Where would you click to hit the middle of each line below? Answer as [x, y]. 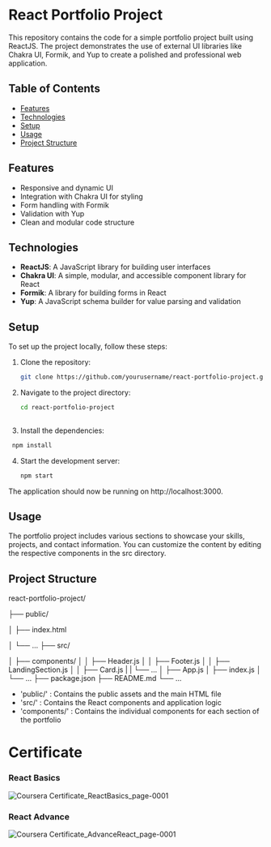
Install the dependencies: [62, 430]
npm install [32, 445]
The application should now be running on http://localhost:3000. [116, 491]
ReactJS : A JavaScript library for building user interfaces [115, 267]
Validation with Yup [52, 213]
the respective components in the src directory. [87, 554]
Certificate [45, 753]
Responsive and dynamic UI [66, 187]
